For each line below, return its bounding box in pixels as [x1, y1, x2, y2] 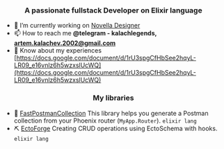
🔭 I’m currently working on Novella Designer [13, 21, 141, 30]
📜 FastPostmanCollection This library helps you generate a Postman [13, 109, 209, 117]
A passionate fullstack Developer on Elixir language [24, 6, 203, 15]
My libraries [93, 93, 134, 103]
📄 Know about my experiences [13, 46, 102, 55]
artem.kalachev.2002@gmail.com [13, 39, 116, 47]
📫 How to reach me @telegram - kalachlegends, [13, 29, 157, 37]
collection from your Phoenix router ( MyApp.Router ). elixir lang [13, 116, 197, 125]
